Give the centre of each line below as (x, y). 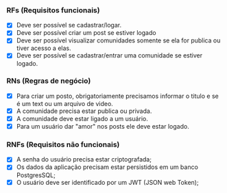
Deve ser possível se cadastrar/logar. (69, 25)
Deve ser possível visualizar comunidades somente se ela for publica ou (118, 40)
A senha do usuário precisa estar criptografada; (84, 159)
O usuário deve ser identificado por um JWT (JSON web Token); (108, 182)
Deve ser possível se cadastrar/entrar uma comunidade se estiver (109, 55)
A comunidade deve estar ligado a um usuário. (82, 118)
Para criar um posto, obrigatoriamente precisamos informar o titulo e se (117, 96)
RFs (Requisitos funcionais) (53, 10)
